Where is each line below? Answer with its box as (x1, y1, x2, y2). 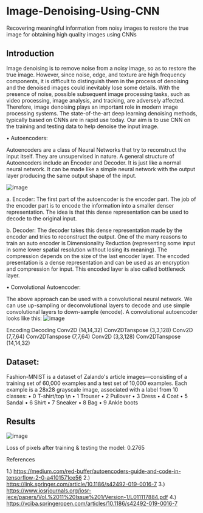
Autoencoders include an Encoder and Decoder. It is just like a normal (6, 159, 181, 166)
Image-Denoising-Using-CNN (6, 4, 160, 18)
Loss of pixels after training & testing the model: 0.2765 (6, 444, 145, 452)
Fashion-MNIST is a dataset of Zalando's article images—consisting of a (6, 373, 187, 380)
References (6, 456, 35, 463)
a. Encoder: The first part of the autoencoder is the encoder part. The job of (6, 195, 196, 203)
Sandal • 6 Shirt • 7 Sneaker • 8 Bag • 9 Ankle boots (6, 399, 139, 406)
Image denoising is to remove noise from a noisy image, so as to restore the (6, 64, 196, 72)
